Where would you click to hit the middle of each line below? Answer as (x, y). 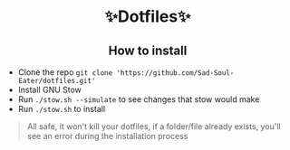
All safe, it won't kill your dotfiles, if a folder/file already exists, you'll (154, 127)
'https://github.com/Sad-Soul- (175, 73)
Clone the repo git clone (65, 72)
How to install (148, 50)
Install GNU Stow (49, 89)
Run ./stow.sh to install (62, 109)
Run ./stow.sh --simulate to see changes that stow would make (139, 99)
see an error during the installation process (107, 136)
